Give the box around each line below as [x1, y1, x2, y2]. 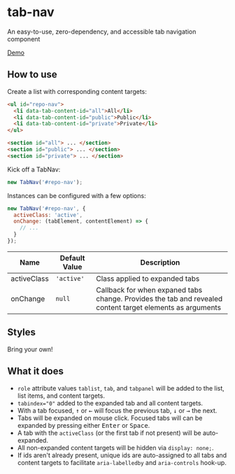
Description [140, 257, 180, 267]
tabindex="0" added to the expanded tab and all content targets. [17, 398, 204, 407]
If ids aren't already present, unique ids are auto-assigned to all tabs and [17, 451, 227, 459]
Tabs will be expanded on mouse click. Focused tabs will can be [17, 414, 203, 422]
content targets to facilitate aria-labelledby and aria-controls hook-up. [17, 458, 227, 466]
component [7, 34, 41, 43]
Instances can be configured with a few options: [7, 191, 146, 200]
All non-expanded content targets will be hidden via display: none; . [17, 443, 215, 452]
